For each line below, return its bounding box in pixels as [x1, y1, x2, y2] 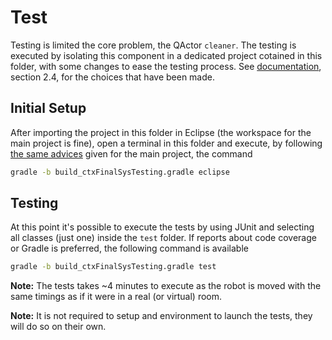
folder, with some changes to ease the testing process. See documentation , [10, 60, 322, 72]
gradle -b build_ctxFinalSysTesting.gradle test [10, 262, 217, 272]
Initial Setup [10, 100, 87, 117]
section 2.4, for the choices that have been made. [10, 71, 215, 83]
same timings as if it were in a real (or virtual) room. [10, 291, 223, 303]
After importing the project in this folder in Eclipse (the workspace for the [10, 126, 312, 138]
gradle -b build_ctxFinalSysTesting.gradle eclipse [10, 167, 230, 177]
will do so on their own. [10, 321, 107, 333]
